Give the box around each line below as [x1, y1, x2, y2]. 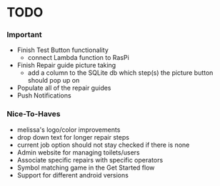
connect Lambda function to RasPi [27, 53, 129, 62]
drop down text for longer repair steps [16, 133, 130, 141]
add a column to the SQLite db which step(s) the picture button [27, 68, 214, 77]
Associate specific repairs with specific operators [16, 155, 164, 164]
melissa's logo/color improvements [16, 125, 121, 134]
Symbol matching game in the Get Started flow [16, 163, 155, 172]
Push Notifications [16, 91, 72, 100]
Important [6, 30, 42, 40]
